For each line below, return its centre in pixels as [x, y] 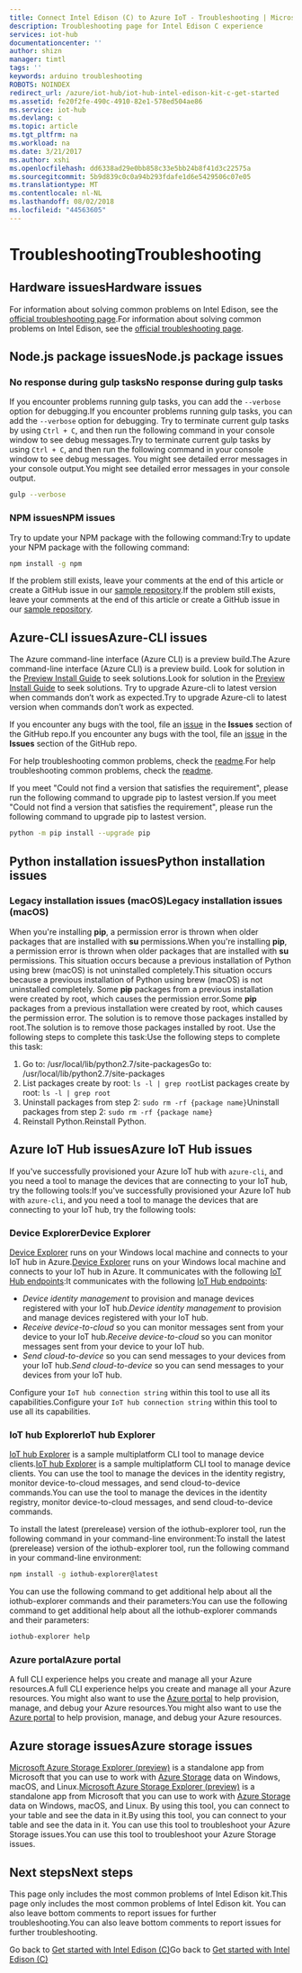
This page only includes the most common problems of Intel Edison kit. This [148, 1894]
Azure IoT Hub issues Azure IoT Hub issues [131, 1149]
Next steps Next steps [71, 1872]
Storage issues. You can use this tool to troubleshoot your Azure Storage [143, 1834]
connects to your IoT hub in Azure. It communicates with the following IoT [146, 1271]
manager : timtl [38, 59]
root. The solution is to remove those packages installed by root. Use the [142, 1027]
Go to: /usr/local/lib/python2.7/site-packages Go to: [117, 1063]
